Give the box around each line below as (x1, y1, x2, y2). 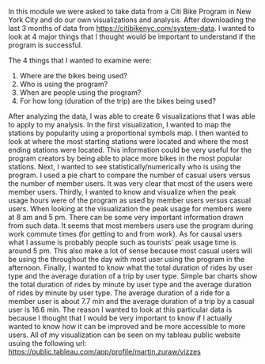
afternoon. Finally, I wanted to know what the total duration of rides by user (8, 263, 253, 272)
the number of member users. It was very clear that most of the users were (8, 179, 253, 188)
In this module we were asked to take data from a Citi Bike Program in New (8, 7, 252, 16)
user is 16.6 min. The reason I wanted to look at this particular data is (8, 305, 232, 314)
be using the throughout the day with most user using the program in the (8, 255, 245, 264)
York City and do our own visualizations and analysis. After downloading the (8, 15, 256, 25)
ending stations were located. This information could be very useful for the (8, 146, 252, 154)
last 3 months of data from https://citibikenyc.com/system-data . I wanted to (8, 24, 255, 32)
